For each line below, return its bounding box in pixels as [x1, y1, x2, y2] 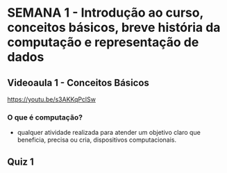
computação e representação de [7, 35, 199, 50]
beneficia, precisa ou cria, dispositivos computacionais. [17, 135, 177, 144]
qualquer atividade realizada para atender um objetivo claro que [17, 129, 201, 137]
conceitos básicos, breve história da [7, 19, 221, 35]
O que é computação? [7, 113, 83, 122]
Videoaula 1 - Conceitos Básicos [7, 76, 149, 88]
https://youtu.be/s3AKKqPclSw [7, 95, 96, 104]
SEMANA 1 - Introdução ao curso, [7, 5, 203, 21]
